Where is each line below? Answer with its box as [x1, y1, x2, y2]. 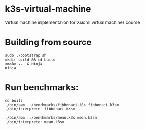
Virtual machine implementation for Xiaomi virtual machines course [5, 20, 140, 25]
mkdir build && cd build [5, 57, 56, 62]
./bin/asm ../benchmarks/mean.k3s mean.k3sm [5, 115, 97, 120]
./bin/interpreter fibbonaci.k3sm [5, 107, 76, 111]
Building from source [5, 37, 92, 48]
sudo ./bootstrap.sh [5, 53, 47, 58]
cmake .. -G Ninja [5, 61, 42, 66]
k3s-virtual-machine [5, 3, 91, 15]
